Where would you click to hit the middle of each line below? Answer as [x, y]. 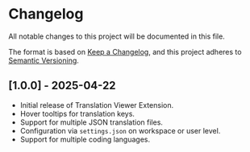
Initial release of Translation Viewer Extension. [97, 105]
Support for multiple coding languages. [85, 139]
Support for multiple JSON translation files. [92, 122]
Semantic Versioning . [44, 60]
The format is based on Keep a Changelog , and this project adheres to [125, 51]
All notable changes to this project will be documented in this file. [117, 36]
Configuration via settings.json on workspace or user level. [120, 130]
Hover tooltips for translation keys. [77, 113]
